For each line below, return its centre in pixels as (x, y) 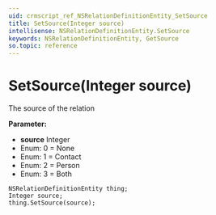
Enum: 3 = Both (46, 174)
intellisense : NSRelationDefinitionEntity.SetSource (99, 31)
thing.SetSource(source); (52, 203)
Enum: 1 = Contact (51, 157)
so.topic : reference (43, 46)
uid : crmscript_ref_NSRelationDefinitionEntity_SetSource (108, 16)
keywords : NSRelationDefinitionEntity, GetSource (94, 38)
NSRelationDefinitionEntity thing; (68, 189)
